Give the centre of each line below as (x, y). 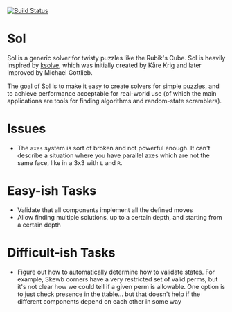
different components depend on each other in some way (99, 301)
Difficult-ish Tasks (61, 252)
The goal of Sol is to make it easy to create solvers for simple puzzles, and (113, 86)
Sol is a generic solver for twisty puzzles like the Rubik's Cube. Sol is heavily (116, 58)
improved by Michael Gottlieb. (50, 72)
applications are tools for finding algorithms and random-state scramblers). (115, 101)
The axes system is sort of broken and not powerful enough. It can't (114, 148)
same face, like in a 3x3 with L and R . (70, 162)
